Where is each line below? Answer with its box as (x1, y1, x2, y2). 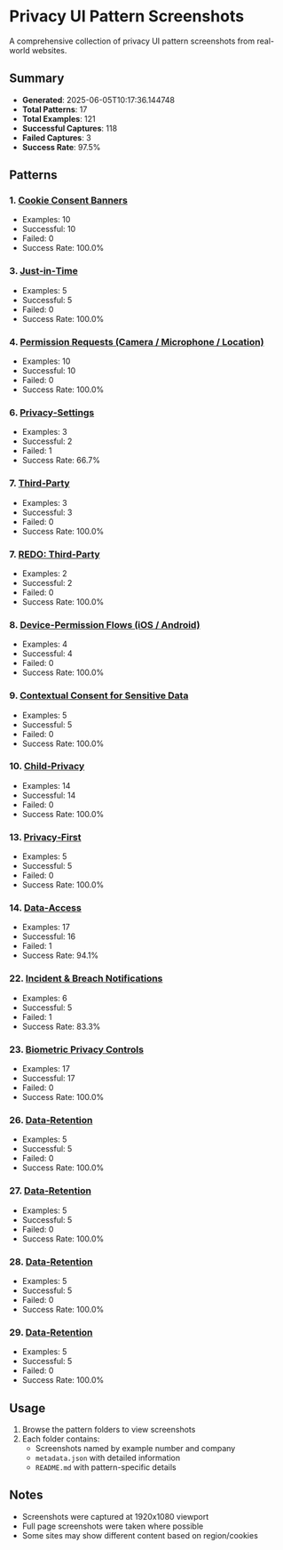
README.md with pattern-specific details (35, 1462, 177, 1473)
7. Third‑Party (9, 478, 70, 490)
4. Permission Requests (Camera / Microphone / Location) (9, 335, 264, 348)
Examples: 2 (21, 567, 68, 579)
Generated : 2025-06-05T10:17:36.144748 (21, 94, 176, 105)
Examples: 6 (21, 992, 68, 1003)
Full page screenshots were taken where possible (21, 1521, 204, 1531)
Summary (9, 71, 65, 86)
